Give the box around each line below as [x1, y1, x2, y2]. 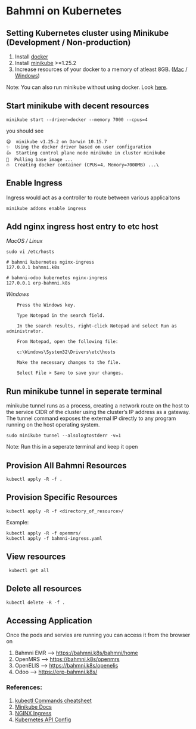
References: [6, 683, 43, 691]
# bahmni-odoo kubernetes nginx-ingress [6, 275, 108, 281]
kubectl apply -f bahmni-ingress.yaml [6, 535, 102, 541]
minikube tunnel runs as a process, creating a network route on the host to [6, 402, 189, 409]
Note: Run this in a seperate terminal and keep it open [6, 443, 138, 450]
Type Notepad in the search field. [17, 313, 105, 319]
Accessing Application [6, 616, 92, 626]
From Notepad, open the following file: [17, 339, 119, 345]
